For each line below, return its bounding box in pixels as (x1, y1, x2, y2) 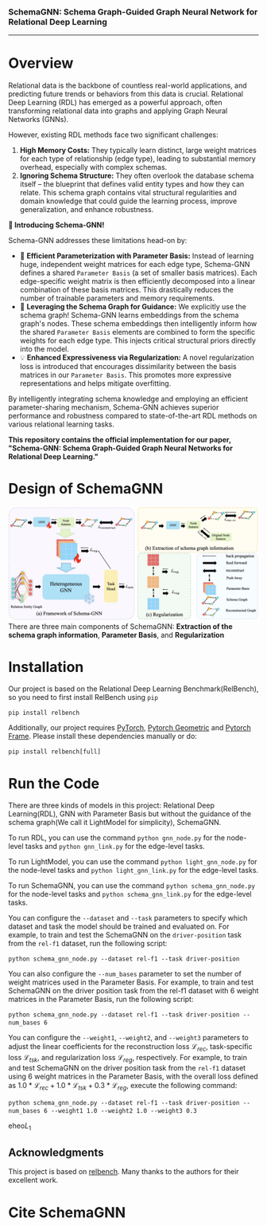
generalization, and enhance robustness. (19, 205, 154, 214)
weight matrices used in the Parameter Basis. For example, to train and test (8, 977, 254, 987)
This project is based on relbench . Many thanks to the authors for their (8, 1167, 240, 1177)
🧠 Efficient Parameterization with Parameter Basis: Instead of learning (19, 251, 254, 261)
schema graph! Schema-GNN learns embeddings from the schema (19, 310, 239, 320)
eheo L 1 (8, 1121, 32, 1132)
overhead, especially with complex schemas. (19, 163, 168, 172)
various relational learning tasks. (8, 419, 115, 429)
